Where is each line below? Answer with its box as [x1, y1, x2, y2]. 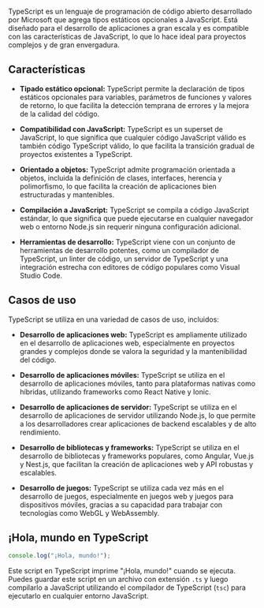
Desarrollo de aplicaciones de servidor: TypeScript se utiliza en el [19, 402, 237, 412]
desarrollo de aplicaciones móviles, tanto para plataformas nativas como [19, 379, 256, 388]
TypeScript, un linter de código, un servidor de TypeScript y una [19, 254, 229, 263]
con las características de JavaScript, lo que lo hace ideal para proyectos [8, 32, 247, 41]
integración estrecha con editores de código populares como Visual [19, 262, 240, 271]
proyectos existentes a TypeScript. [19, 149, 133, 159]
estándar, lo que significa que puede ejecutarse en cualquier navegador [19, 213, 254, 223]
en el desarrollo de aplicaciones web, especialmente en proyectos [19, 338, 235, 348]
